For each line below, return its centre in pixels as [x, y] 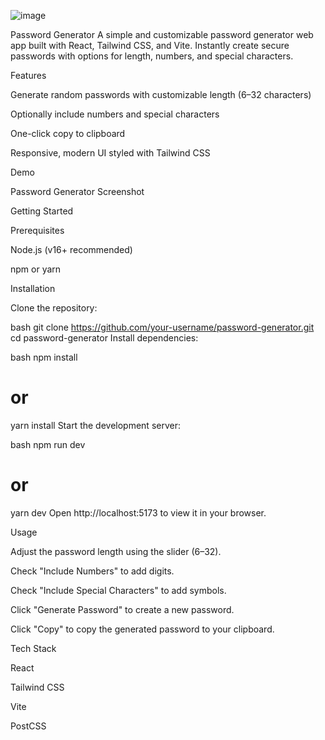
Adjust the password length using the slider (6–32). [116, 551]
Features [28, 75]
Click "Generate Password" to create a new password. [122, 609]
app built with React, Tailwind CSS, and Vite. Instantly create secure [150, 45]
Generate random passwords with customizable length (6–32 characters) [161, 94]
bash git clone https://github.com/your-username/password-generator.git [162, 327]
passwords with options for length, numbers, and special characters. [152, 56]
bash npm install [44, 357]
